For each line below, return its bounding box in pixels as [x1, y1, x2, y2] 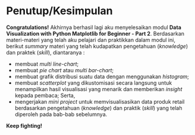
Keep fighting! [6, 122, 43, 129]
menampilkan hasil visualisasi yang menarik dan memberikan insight [14, 85, 183, 92]
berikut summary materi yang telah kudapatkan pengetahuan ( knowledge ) [6, 43, 188, 50]
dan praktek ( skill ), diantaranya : [6, 49, 85, 56]
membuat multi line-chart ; [14, 60, 79, 67]
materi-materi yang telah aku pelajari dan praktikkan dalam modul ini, [6, 36, 175, 43]
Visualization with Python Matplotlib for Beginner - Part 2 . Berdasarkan [6, 30, 185, 37]
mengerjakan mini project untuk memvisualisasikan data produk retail [14, 98, 185, 105]
